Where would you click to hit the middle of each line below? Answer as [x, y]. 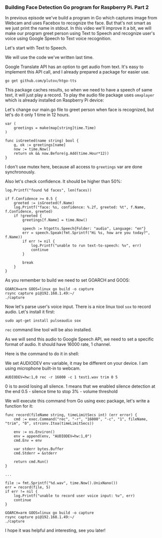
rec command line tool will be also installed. [49, 330]
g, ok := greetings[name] [40, 145]
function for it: [19, 406]
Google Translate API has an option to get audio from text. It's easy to [74, 67]
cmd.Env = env [28, 441]
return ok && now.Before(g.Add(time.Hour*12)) [61, 154]
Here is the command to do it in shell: [42, 354]
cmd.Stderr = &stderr [35, 453]
